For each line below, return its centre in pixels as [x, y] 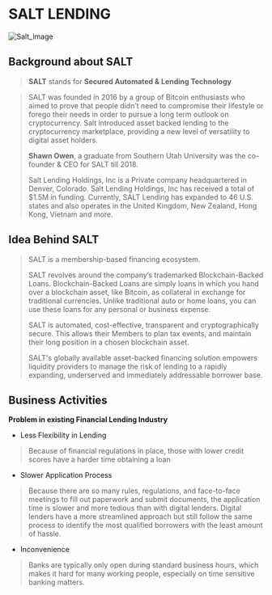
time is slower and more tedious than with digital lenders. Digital [135, 508]
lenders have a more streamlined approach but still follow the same [140, 517]
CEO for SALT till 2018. [101, 164]
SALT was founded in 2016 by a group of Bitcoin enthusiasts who [136, 97]
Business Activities [58, 400]
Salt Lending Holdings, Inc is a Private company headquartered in [137, 179]
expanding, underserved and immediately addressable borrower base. [145, 375]
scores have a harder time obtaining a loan [100, 460]
